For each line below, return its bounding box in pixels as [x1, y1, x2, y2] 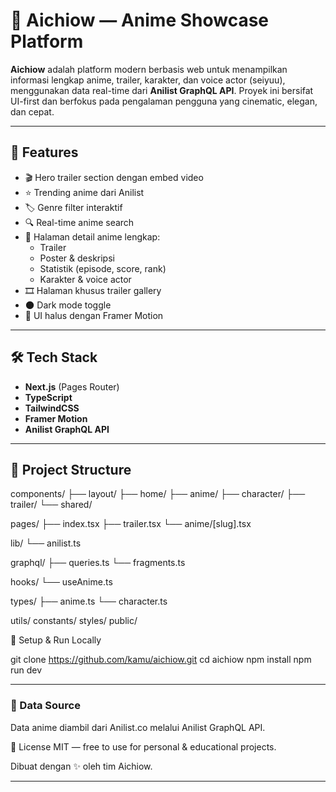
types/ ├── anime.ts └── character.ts [10, 595, 168, 608]
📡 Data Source [10, 699, 81, 713]
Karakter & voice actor [39, 273, 132, 285]
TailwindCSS [24, 402, 80, 414]
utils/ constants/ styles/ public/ [10, 615, 138, 627]
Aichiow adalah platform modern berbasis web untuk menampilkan [10, 63, 288, 75]
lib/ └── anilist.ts [10, 537, 82, 549]
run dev [10, 664, 43, 676]
